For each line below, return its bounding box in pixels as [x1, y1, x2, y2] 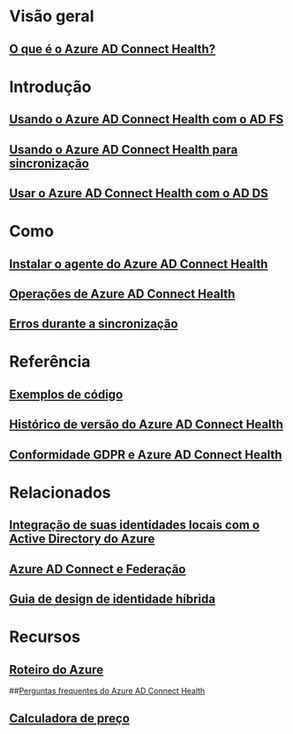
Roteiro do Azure [9, 661, 104, 677]
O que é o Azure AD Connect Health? [9, 42, 216, 57]
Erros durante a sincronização [9, 317, 178, 332]
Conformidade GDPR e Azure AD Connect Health [9, 447, 282, 462]
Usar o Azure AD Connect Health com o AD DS [9, 186, 269, 201]
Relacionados [9, 482, 111, 502]
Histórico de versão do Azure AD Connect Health [9, 417, 284, 432]
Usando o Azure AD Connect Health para [9, 141, 238, 157]
